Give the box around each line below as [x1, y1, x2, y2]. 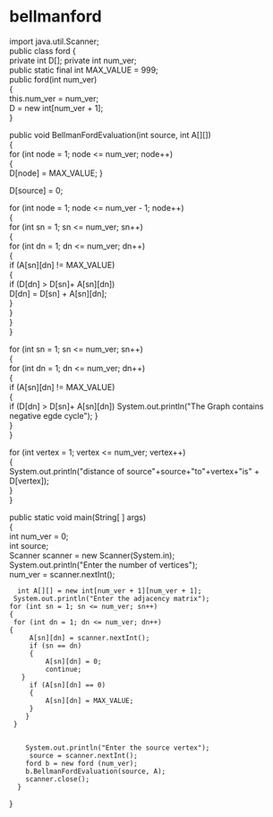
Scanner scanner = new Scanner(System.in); [9, 550, 175, 561]
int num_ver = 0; [9, 531, 69, 542]
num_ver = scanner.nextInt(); [9, 569, 115, 579]
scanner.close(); [25, 774, 90, 784]
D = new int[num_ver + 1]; [9, 102, 104, 113]
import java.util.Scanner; [9, 36, 100, 47]
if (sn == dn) [29, 641, 82, 650]
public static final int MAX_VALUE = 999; [9, 65, 158, 75]
